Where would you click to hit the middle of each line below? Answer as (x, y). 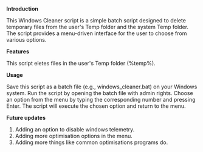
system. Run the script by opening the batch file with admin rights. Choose (100, 93)
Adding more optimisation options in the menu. (74, 136)
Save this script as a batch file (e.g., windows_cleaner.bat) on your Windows (102, 87)
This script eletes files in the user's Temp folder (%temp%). (81, 63)
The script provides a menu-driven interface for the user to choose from (97, 33)
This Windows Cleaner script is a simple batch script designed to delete (96, 20)
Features (18, 51)
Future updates (26, 118)
